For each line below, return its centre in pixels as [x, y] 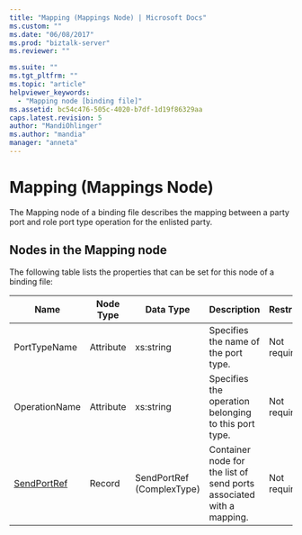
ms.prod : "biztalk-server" [60, 43]
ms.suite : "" [34, 68]
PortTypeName [46, 347]
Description [235, 309]
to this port [232, 423]
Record [105, 483]
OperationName [47, 406]
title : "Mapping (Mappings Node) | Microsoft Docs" [108, 18]
